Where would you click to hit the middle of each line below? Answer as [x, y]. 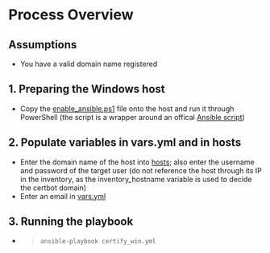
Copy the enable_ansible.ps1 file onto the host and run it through [127, 108]
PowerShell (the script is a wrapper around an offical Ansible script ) [133, 117]
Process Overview [71, 15]
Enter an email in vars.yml [63, 196]
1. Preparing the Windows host [87, 89]
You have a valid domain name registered [89, 64]
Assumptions [43, 45]
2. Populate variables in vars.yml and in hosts [125, 143]
